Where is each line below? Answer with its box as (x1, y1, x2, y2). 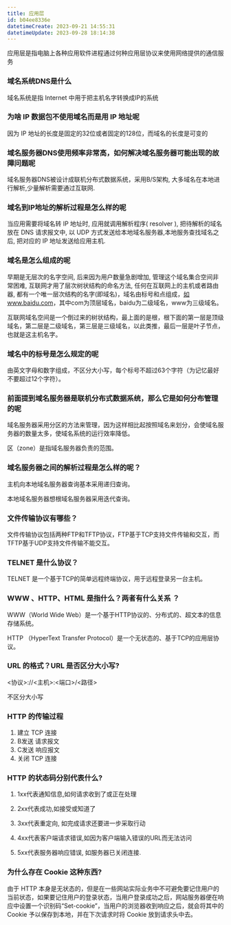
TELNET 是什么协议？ (7, 558, 79, 567)
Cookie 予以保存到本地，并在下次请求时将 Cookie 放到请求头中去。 (7, 910, 197, 918)
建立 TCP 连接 (16, 728, 57, 737)
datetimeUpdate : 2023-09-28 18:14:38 (7, 29, 115, 36)
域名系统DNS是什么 (7, 76, 72, 86)
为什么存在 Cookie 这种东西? (7, 867, 102, 877)
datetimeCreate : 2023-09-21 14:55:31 (7, 23, 115, 30)
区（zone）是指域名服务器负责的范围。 (7, 444, 118, 453)
